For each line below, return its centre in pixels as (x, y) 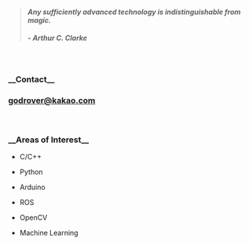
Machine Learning (49, 233)
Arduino (32, 187)
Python (31, 172)
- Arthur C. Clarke (57, 38)
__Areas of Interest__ (49, 140)
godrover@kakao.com (52, 101)
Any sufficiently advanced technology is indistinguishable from (134, 12)
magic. (39, 20)
